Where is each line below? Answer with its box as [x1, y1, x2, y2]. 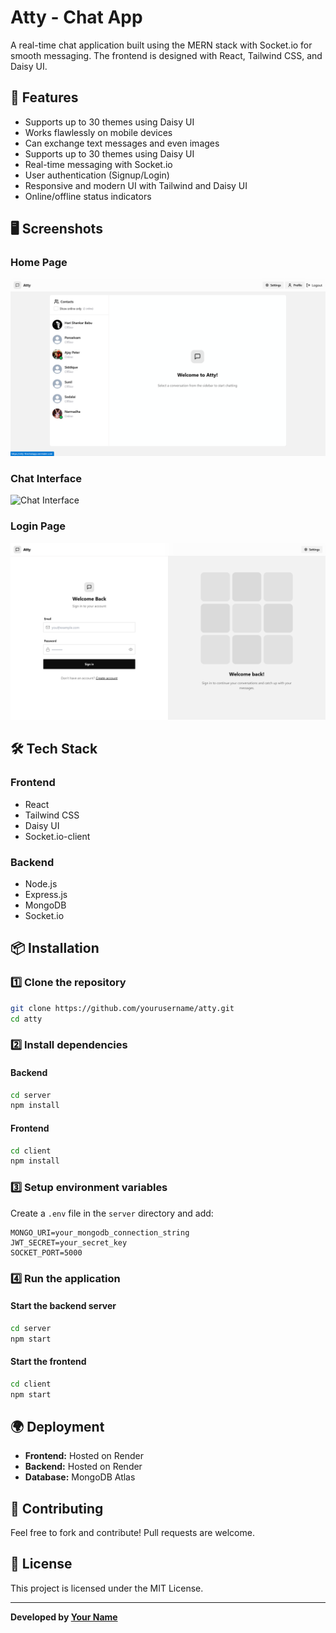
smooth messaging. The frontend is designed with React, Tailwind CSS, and [10, 49, 323, 61]
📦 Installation [10, 940, 100, 957]
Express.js [24, 889, 68, 901]
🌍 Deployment [10, 1418, 105, 1435]
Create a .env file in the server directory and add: [10, 1207, 214, 1219]
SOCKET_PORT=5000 [10, 1247, 83, 1258]
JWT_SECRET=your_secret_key [10, 1237, 128, 1248]
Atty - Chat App [10, 6, 143, 29]
